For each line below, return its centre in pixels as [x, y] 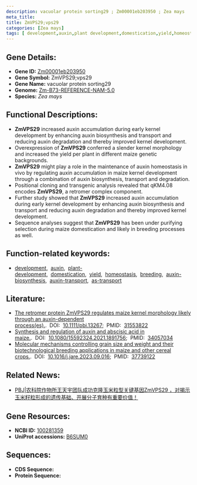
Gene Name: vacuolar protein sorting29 [63, 83]
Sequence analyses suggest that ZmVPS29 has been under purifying [98, 223]
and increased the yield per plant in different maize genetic [86, 154]
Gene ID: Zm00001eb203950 [50, 71]
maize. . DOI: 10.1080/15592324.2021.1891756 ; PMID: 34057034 [94, 338]
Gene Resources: [38, 416]
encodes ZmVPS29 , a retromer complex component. [79, 191]
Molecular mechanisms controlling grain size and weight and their [94, 344]
